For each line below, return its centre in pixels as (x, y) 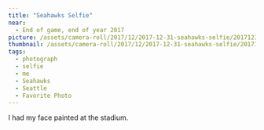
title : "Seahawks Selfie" (50, 15)
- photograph (37, 60)
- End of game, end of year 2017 (70, 30)
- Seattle (31, 88)
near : (17, 23)
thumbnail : (26, 45)
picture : (22, 37)
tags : (17, 52)
